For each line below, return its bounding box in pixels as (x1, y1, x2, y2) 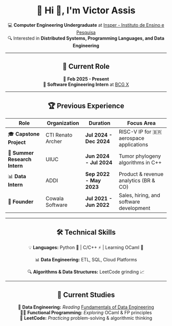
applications (118, 141, 148, 148)
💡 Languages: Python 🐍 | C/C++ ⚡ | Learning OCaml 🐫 (28, 244, 144, 251)
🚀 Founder (8, 198, 34, 205)
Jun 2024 (85, 152, 110, 160)
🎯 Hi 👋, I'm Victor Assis (36, 5, 136, 16)
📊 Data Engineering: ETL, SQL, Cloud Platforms (35, 257, 137, 263)
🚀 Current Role (62, 62, 110, 71)
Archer (45, 138, 62, 145)
